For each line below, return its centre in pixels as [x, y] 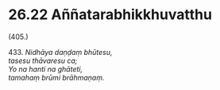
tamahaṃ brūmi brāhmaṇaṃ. [56, 77]
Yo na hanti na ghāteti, [46, 68]
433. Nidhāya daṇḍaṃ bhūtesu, [60, 52]
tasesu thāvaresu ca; [43, 61]
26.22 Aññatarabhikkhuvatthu [110, 15]
